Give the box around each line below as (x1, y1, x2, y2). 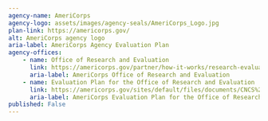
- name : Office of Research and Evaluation (22, 57, 170, 64)
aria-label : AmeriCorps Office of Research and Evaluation (29, 71, 230, 79)
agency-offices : (8, 49, 62, 57)
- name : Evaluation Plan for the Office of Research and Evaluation (22, 78, 255, 86)
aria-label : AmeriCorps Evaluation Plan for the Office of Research (29, 93, 262, 101)
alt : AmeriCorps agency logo (8, 33, 105, 42)
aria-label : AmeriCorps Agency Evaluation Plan (8, 41, 170, 49)
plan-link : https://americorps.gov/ (8, 26, 130, 34)
